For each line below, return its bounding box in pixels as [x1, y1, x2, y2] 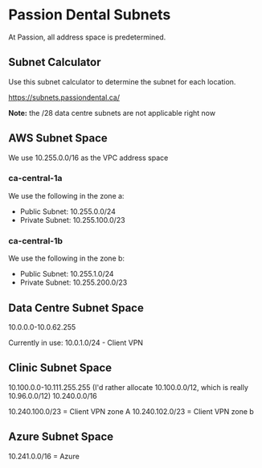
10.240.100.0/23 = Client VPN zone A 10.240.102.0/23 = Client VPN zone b [8, 406, 255, 416]
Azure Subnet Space [8, 430, 114, 444]
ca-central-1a [8, 173, 63, 184]
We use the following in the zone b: [8, 253, 125, 263]
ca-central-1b [8, 235, 63, 246]
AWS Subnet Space [8, 131, 108, 146]
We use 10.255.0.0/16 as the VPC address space [8, 153, 169, 162]
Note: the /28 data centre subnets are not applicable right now [8, 108, 215, 117]
